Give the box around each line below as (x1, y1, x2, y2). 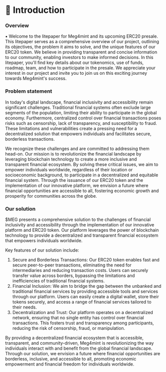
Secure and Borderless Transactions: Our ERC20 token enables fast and (12, 257, 160, 263)
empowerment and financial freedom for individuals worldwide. (5, 361, 135, 367)
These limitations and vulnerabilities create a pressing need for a (5, 125, 137, 131)
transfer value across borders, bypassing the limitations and (12, 272, 135, 279)
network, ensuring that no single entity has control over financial (12, 315, 144, 321)
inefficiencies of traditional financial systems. (12, 278, 105, 284)
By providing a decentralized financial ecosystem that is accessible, (5, 335, 144, 341)
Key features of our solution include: (5, 247, 79, 253)
